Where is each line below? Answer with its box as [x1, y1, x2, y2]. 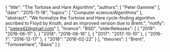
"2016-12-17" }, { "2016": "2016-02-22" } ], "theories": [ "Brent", [12, 36, 145, 42]
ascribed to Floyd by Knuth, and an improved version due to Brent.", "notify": [5, 20, 165, 26]
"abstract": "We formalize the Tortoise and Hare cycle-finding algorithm [5, 15, 155, 20]
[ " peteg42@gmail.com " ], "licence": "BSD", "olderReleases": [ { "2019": [5, 25, 156, 31]
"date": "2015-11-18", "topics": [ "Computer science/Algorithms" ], [5, 9, 143, 15]
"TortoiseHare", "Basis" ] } [5, 41, 60, 47]
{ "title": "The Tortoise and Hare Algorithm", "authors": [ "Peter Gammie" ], [5, 4, 161, 10]
